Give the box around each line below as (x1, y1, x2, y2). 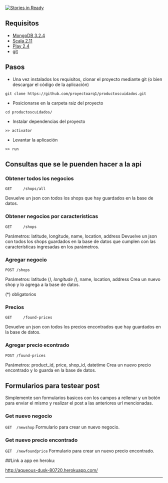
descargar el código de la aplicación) (12, 81, 89, 87)
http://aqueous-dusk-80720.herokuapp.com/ (5, 467, 98, 473)
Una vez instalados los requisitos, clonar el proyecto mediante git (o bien (12, 76, 162, 82)
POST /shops (5, 267, 30, 272)
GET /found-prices (5, 315, 52, 320)
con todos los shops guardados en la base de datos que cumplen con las (5, 238, 156, 244)
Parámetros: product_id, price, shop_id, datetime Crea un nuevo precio (5, 361, 151, 367)
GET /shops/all (5, 186, 46, 191)
